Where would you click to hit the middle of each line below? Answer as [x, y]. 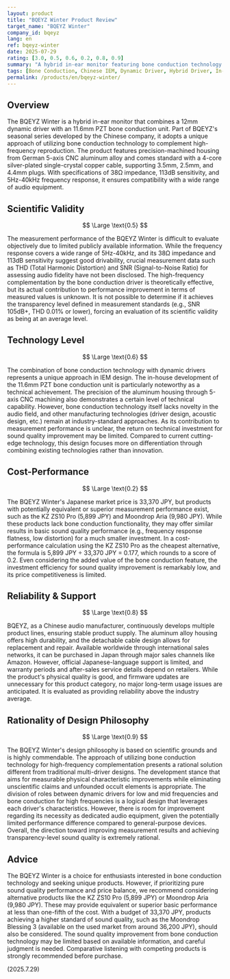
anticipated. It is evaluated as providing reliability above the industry [103, 692]
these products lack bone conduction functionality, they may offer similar [110, 523]
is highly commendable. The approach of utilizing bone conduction [102, 757]
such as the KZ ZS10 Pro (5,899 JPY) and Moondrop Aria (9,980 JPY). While [115, 516]
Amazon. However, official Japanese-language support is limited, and [105, 662]
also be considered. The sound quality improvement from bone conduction [113, 934]
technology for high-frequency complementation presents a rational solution [115, 765]
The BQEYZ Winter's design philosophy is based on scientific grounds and [112, 750]
